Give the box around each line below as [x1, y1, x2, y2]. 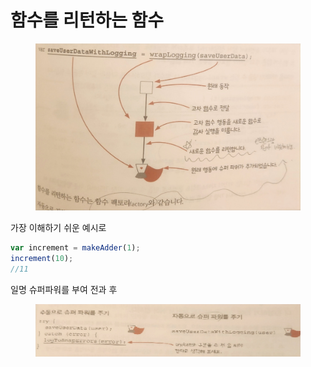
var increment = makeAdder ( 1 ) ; [10, 243, 141, 253]
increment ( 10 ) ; [10, 253, 74, 263]
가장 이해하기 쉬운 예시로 [10, 222, 107, 233]
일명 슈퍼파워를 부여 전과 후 [10, 283, 118, 295]
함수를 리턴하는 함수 [10, 9, 165, 32]
